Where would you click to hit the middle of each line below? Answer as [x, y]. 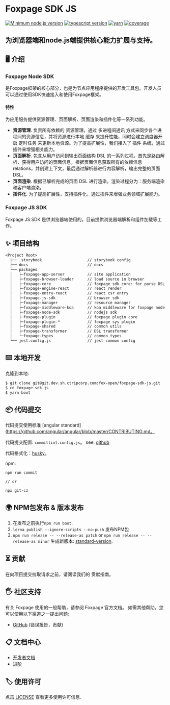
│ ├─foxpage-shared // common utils [66, 326]
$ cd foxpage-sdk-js [27, 388]
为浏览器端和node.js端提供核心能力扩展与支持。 [81, 41]
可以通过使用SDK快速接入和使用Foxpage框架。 [55, 94]
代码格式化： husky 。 [27, 453]
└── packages [24, 269]
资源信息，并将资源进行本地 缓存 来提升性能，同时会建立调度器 [92, 137]
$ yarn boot [18, 393]
